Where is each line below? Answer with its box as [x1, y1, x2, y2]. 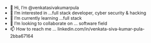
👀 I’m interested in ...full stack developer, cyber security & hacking [9, 10, 146, 16]
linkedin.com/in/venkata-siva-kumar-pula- [57, 26, 145, 32]
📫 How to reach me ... [9, 26, 56, 32]
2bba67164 [9, 33, 33, 39]
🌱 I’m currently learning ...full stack [9, 15, 82, 21]
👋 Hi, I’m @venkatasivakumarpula [9, 5, 79, 10]
